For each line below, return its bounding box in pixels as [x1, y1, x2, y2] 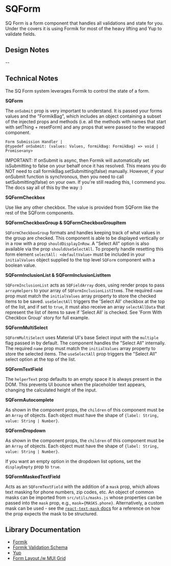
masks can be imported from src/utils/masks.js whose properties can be [5, 494, 162, 500]
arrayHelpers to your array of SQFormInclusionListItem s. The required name [5, 287, 163, 293]
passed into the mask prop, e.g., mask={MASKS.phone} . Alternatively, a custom [5, 499, 164, 506]
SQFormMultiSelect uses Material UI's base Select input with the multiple [5, 334, 159, 340]
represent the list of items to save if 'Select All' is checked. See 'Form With [5, 309, 162, 315]
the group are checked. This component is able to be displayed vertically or [5, 235, 164, 241]
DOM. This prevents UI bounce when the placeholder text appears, [5, 381, 146, 387]
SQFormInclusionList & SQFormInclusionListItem [5, 272, 111, 278]
